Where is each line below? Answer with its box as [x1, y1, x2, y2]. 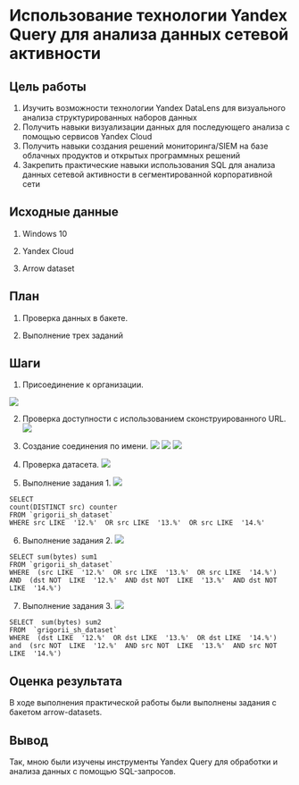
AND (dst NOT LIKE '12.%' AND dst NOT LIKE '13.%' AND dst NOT [9, 576, 278, 586]
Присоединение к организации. [21, 379, 145, 390]
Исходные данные [9, 205, 119, 220]
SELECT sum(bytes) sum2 [9, 618, 102, 627]
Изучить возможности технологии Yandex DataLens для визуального [21, 103, 286, 113]
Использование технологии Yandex [9, 5, 288, 26]
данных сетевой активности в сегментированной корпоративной [21, 169, 273, 180]
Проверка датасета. [21, 460, 100, 470]
